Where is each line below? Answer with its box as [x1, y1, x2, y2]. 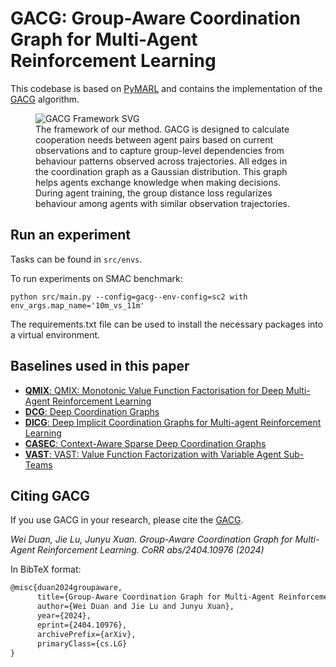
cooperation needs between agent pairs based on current [35, 133, 273, 146]
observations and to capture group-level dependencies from [35, 144, 285, 156]
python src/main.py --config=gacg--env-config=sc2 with [10, 292, 248, 302]
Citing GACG [10, 487, 91, 504]
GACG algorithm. [10, 93, 80, 105]
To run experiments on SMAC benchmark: [10, 272, 183, 284]
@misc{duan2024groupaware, [10, 583, 123, 593]
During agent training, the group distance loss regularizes [35, 187, 273, 199]
